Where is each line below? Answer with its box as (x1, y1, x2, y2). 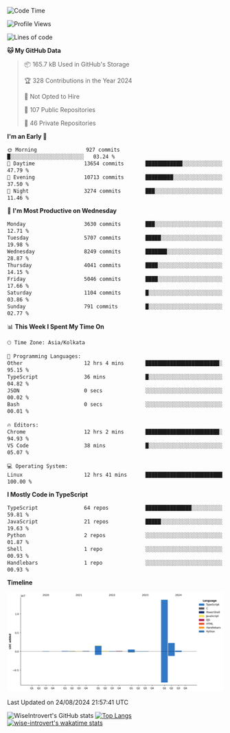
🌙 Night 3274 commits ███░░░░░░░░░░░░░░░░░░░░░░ (7, 188, 223, 194)
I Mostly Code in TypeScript (7, 490, 88, 498)
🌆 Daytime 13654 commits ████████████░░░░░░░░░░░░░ (7, 160, 223, 167)
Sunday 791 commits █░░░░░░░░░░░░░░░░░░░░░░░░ (7, 303, 223, 310)
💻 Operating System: (7, 463, 69, 470)
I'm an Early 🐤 (7, 133, 47, 140)
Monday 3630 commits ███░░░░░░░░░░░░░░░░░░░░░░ (7, 221, 223, 227)
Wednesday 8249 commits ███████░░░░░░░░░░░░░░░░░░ (7, 248, 223, 255)
